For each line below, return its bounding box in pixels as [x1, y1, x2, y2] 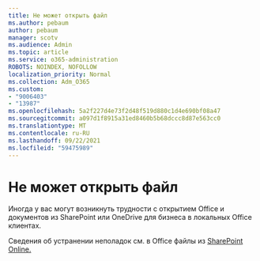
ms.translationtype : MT [8, 122, 87, 130]
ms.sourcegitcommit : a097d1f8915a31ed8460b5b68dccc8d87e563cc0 [8, 115, 221, 123]
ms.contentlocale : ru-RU [8, 129, 90, 137]
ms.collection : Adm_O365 [8, 78, 90, 85]
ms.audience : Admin [8, 41, 73, 49]
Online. [8, 244, 32, 254]
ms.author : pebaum [8, 19, 69, 27]
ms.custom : [8, 85, 44, 93]
